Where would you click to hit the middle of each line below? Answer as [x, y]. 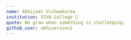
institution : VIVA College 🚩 [42, 17]
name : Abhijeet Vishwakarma [41, 11]
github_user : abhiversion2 [39, 28]
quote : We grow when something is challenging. [66, 22]
